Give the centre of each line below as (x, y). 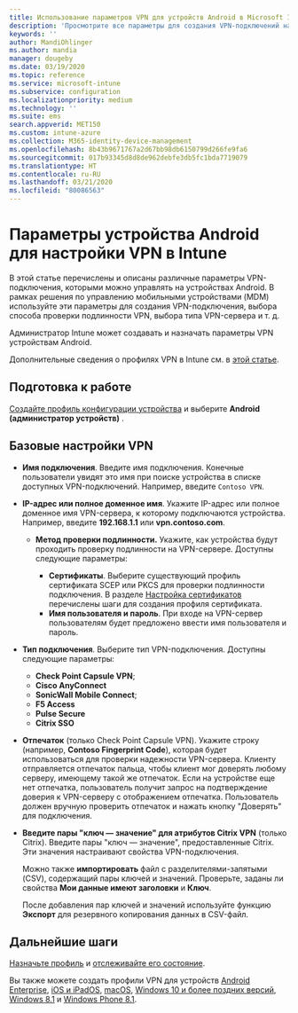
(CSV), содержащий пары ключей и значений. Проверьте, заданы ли (153, 878)
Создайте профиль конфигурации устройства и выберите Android (134, 408)
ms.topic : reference (47, 75)
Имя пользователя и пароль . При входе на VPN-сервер (156, 613)
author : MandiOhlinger (51, 42)
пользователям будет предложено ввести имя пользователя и (167, 623)
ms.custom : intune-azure (55, 133)
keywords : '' (33, 34)
